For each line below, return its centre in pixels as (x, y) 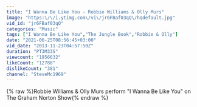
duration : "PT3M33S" (33, 52)
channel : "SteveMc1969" (36, 74)
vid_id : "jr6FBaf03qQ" (35, 23)
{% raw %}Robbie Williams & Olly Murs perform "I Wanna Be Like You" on (99, 91)
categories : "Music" (33, 29)
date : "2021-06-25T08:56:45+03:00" (51, 40)
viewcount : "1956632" (34, 57)
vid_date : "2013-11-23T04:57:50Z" (50, 46)
